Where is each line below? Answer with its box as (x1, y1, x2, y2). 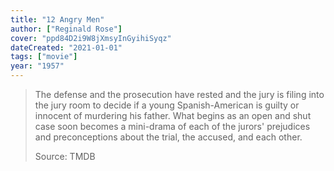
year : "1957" (10, 61, 65, 71)
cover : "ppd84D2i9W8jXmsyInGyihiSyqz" (10, 33, 172, 43)
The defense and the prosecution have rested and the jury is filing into (34, 89, 325, 100)
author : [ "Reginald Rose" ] (10, 24, 123, 34)
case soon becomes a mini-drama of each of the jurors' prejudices (34, 121, 311, 132)
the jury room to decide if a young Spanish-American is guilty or (34, 99, 300, 111)
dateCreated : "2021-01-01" (10, 42, 123, 53)
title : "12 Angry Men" (10, 14, 105, 25)
